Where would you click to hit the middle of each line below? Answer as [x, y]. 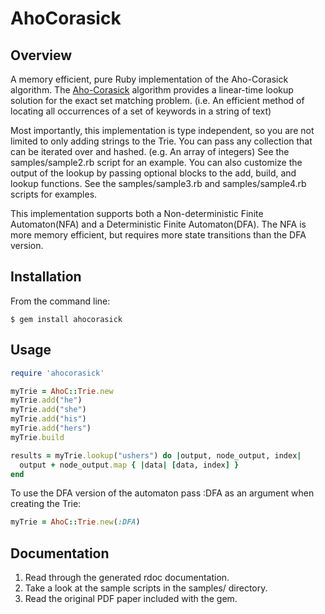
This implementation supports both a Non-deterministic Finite [137, 213]
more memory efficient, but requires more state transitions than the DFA [158, 235]
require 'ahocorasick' [57, 373]
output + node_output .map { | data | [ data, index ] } [129, 465]
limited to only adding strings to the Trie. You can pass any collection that [161, 141]
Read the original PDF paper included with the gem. [131, 599]
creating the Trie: [46, 504]
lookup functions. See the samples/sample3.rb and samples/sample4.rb [158, 183]
